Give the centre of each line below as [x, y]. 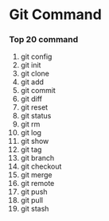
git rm [30, 124]
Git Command [55, 15]
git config [36, 56]
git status [36, 116]
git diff [31, 99]
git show [35, 142]
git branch [37, 158]
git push [34, 192]
